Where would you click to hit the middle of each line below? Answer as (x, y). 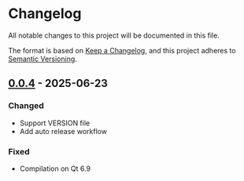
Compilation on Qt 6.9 (55, 168)
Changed (26, 106)
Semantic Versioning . (43, 59)
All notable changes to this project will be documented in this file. (114, 35)
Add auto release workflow (63, 131)
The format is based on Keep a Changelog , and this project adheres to (122, 50)
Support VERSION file (55, 123)
